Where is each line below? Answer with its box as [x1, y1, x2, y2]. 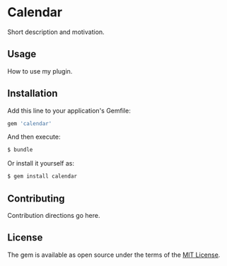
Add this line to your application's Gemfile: [7, 106, 131, 115]
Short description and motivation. [7, 28, 105, 36]
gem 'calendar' [7, 120, 52, 127]
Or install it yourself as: [7, 159, 74, 168]
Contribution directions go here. [7, 212, 100, 219]
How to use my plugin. [7, 66, 73, 75]
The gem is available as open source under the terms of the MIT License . [7, 250, 221, 259]
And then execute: [7, 132, 61, 141]
